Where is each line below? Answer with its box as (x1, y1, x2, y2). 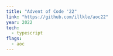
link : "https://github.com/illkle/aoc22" (6, 14, 109, 20)
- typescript (11, 30, 43, 36)
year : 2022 (6, 19, 33, 25)
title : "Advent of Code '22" (6, 8, 77, 15)
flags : (6, 36, 22, 41)
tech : (6, 24, 19, 31)
